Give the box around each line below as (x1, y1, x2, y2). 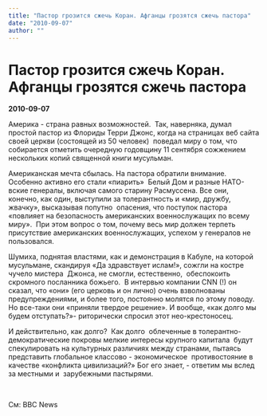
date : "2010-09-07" (8, 19, 73, 27)
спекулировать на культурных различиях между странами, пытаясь (8, 343, 241, 353)
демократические (8, 336, 70, 345)
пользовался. (8, 237, 54, 246)
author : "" (8, 26, 45, 34)
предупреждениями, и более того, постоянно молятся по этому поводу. (8, 294, 255, 304)
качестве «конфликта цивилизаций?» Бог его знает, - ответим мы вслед (8, 360, 255, 371)
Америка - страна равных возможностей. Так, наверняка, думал (8, 120, 233, 129)
